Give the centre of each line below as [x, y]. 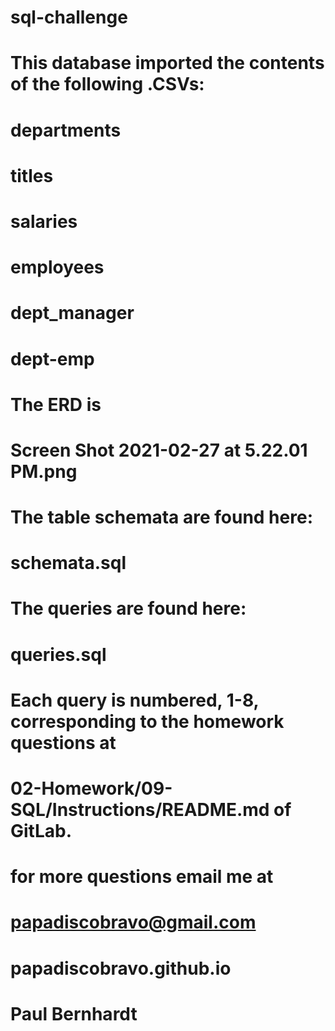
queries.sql [58, 654]
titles [32, 175]
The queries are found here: [128, 608]
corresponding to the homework [147, 721]
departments [66, 130]
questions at [63, 742]
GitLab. [41, 831]
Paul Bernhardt [74, 1013]
